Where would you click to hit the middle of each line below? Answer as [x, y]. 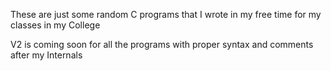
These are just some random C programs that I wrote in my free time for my [166, 14]
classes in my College [55, 25]
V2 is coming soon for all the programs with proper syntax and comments [162, 44]
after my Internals [46, 55]
